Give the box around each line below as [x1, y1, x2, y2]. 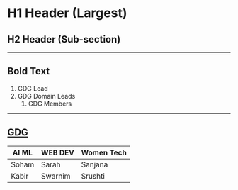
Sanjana [81, 160, 108, 169]
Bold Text [7, 65, 50, 77]
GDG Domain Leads [17, 91, 76, 100]
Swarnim [41, 171, 71, 181]
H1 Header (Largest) [7, 5, 127, 21]
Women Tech [81, 147, 127, 157]
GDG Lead [17, 84, 48, 93]
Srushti [81, 171, 105, 181]
